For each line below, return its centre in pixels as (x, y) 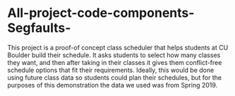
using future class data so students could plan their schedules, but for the (115, 77)
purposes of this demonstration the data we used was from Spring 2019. (113, 85)
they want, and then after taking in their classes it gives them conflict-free (115, 62)
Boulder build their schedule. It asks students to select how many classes (114, 55)
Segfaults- (39, 28)
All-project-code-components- (101, 13)
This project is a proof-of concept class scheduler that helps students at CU (118, 47)
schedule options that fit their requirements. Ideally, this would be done (111, 70)
